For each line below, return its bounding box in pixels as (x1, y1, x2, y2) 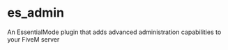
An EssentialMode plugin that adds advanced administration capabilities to (7, 28, 222, 36)
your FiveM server (7, 35, 60, 43)
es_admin (7, 5, 65, 21)
